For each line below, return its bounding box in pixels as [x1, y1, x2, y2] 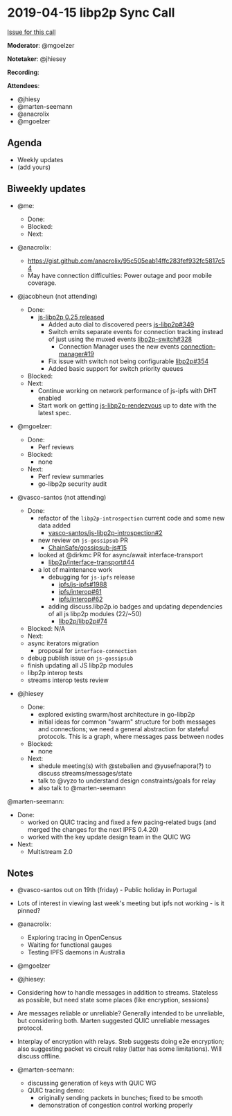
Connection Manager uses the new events [58, 342, 179, 351]
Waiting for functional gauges [27, 941, 112, 949]
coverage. [27, 279, 57, 287]
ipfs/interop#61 [58, 587, 102, 595]
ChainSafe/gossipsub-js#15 [48, 543, 127, 552]
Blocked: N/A [27, 624, 66, 632]
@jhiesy [17, 95, 40, 103]
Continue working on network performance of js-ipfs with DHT [37, 386, 217, 394]
